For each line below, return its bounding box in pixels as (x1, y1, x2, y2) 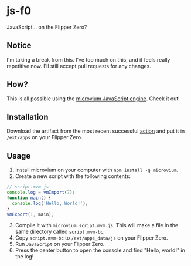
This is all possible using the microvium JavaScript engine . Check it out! (6, 95, 180, 102)
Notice (6, 41, 32, 50)
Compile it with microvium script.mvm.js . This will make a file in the (15, 222, 178, 229)
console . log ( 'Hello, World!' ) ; (12, 200, 88, 206)
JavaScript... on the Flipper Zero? (6, 23, 87, 31)
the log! (15, 253, 34, 260)
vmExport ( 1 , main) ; (6, 211, 54, 217)
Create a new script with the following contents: (15, 173, 131, 180)
